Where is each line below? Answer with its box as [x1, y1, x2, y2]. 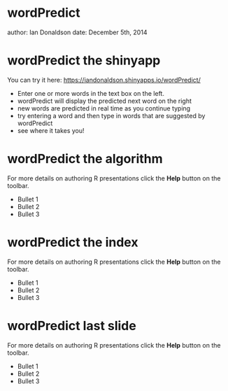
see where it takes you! [17, 126, 85, 134]
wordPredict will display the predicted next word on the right [17, 97, 192, 105]
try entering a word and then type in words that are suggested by [17, 111, 206, 120]
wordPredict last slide [7, 318, 136, 334]
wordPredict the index [7, 234, 138, 250]
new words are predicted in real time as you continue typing [17, 104, 191, 113]
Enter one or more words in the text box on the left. [17, 89, 164, 97]
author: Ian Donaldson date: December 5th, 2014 [7, 28, 148, 36]
